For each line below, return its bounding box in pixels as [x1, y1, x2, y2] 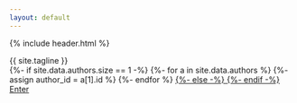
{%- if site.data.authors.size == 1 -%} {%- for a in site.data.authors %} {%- [9, 64, 289, 75]
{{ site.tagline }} [9, 55, 69, 65]
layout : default [9, 13, 70, 22]
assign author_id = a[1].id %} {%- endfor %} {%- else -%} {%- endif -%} [9, 73, 280, 85]
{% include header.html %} [9, 38, 110, 48]
